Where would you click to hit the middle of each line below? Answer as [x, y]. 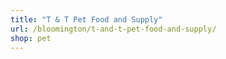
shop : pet [31, 38]
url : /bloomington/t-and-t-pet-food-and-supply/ [113, 29]
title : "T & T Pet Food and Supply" [86, 19]
